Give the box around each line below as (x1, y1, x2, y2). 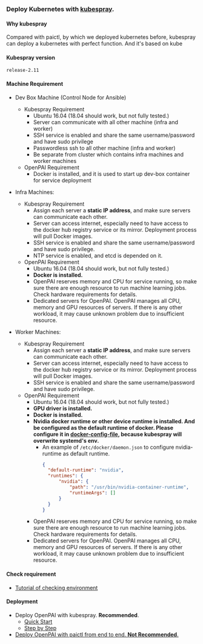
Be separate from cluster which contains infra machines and (33, 151, 184, 158)
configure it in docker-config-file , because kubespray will (33, 431, 182, 438)
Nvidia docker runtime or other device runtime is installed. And (33, 417, 195, 424)
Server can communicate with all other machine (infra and (33, 118, 179, 126)
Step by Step (24, 624, 56, 631)
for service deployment (33, 176, 92, 184)
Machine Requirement (6, 80, 64, 87)
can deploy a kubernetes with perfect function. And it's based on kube (6, 40, 183, 47)
